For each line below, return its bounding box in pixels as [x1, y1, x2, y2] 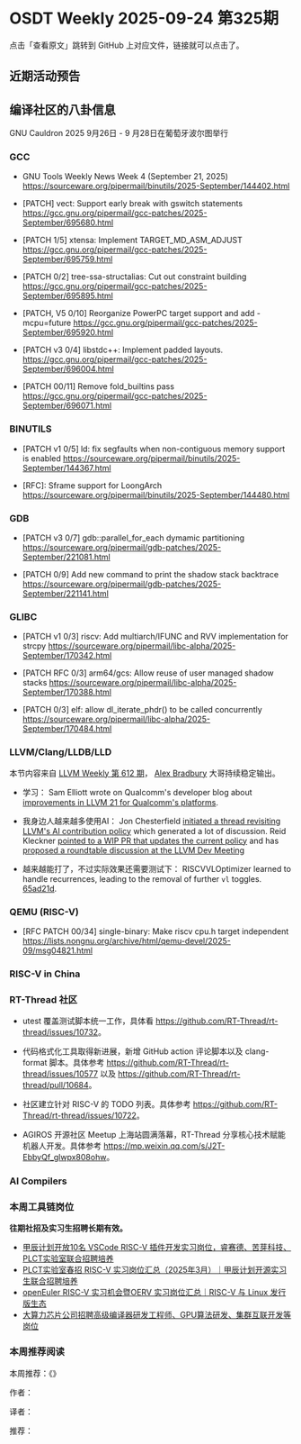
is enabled [22, 452, 61, 464]
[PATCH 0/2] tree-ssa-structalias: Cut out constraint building [22, 271, 247, 282]
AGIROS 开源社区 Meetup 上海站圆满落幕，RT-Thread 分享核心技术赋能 [22, 1130, 286, 1140]
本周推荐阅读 [9, 1346, 66, 1358]
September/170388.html [22, 686, 112, 698]
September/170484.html [22, 723, 112, 734]
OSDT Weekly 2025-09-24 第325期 [9, 8, 279, 29]
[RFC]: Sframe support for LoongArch [22, 479, 163, 491]
